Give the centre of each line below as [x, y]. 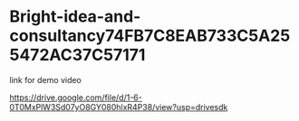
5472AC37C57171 [77, 55]
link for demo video [45, 79]
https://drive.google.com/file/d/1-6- [76, 98]
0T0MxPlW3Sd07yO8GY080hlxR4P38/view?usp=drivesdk [119, 107]
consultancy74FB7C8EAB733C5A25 [150, 36]
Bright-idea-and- [75, 17]
